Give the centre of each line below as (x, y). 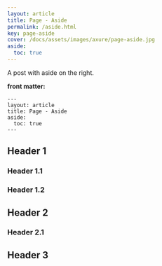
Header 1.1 (25, 171)
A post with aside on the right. (51, 72)
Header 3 (28, 255)
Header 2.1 (26, 232)
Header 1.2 (26, 190)
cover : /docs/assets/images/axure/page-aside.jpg (81, 40)
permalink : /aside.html (42, 27)
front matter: (26, 86)
